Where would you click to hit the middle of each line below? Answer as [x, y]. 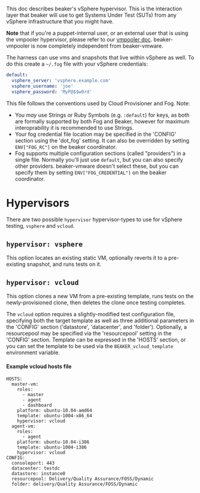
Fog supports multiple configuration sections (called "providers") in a [100, 153]
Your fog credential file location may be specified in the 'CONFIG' [96, 134]
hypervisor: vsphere [45, 244]
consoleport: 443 [33, 463]
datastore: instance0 [39, 474]
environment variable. [33, 353]
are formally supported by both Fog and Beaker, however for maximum [102, 121]
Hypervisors [38, 203]
